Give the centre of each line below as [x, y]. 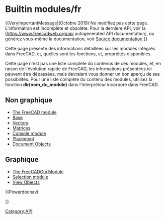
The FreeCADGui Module [38, 171]
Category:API [19, 211]
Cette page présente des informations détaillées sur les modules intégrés [80, 48]
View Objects [26, 182]
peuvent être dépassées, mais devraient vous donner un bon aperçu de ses [83, 74]
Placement [23, 138]
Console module [29, 133]
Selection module [30, 177]
